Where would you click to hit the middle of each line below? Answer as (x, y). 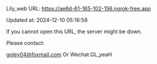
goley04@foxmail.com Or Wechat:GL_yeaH (59, 55)
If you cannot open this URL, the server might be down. (74, 31)
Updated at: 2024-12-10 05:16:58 (47, 20)
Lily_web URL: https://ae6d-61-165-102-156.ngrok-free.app (78, 9)
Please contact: (25, 43)
